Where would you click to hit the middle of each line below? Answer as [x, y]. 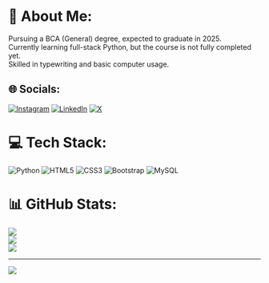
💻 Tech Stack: [58, 142]
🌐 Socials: [34, 89]
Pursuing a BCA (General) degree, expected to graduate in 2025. [115, 38]
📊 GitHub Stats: [63, 204]
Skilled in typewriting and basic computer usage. [89, 64]
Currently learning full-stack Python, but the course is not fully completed [130, 46]
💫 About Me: [50, 16]
